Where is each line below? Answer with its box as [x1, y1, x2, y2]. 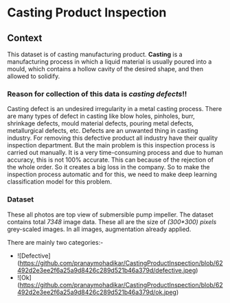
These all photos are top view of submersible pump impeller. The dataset [7, 210, 214, 219]
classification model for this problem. [7, 178, 112, 186]
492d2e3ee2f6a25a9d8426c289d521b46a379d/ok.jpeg [16, 288, 177, 296]
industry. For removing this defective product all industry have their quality [7, 134, 218, 142]
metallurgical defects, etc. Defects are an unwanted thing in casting [7, 127, 198, 135]
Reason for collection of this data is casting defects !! [7, 89, 187, 99]
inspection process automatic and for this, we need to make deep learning [7, 170, 218, 179]
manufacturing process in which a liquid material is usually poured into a [7, 58, 212, 66]
